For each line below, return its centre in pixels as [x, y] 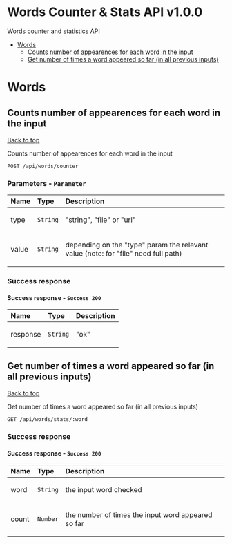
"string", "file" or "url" [100, 220]
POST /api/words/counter [43, 166]
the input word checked [104, 490]
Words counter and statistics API [54, 31]
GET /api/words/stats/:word [48, 420]
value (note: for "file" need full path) [124, 254]
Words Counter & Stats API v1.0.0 [105, 12]
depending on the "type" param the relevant [137, 245]
